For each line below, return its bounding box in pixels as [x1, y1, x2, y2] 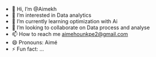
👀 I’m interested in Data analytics [11, 12, 92, 19]
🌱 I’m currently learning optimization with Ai [11, 18, 118, 24]
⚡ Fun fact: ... [11, 45, 44, 52]
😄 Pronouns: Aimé [11, 39, 58, 46]
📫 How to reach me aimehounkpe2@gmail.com [11, 31, 128, 37]
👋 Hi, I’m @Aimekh [11, 6, 57, 12]
